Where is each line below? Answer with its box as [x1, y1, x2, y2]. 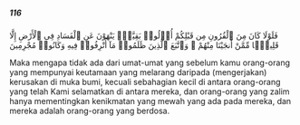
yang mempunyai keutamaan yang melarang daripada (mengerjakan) [9, 66, 267, 77]
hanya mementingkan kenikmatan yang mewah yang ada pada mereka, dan [9, 95, 292, 106]
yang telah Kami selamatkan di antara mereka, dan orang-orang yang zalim [9, 86, 290, 97]
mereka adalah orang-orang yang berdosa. [9, 105, 170, 116]
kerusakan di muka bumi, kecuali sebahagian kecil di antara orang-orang [9, 76, 281, 87]
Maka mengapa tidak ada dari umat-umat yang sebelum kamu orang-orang [9, 57, 290, 68]
